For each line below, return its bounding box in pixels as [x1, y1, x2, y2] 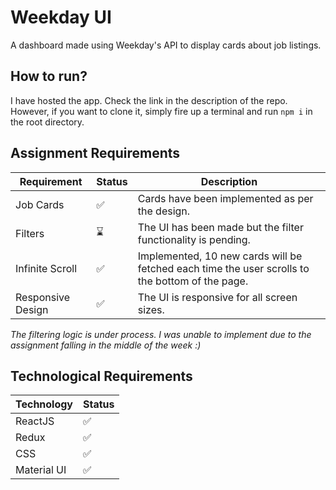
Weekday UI [10, 6, 112, 29]
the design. [137, 204, 191, 218]
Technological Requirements [10, 367, 193, 385]
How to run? [10, 68, 88, 85]
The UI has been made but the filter [137, 220, 304, 234]
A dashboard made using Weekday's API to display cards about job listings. [10, 39, 322, 51]
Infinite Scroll [15, 261, 78, 275]
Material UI [15, 463, 67, 477]
